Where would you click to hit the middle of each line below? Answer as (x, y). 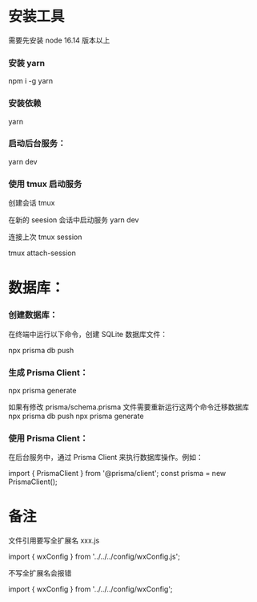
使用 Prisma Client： (48, 438)
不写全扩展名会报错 (40, 573)
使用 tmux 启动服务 (45, 184)
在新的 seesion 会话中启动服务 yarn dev (74, 220)
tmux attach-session (42, 253)
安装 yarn (27, 63)
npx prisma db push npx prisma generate (76, 416)
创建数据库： (33, 315)
